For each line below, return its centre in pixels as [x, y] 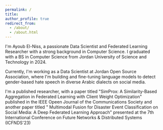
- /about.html [24, 32]
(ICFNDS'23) [18, 123]
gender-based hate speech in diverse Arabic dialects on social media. [75, 82]
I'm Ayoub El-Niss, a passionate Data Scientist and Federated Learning [76, 46]
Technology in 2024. [26, 62]
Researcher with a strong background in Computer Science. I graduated [78, 52]
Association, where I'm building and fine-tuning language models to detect [80, 77]
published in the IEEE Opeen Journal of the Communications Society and [79, 102]
